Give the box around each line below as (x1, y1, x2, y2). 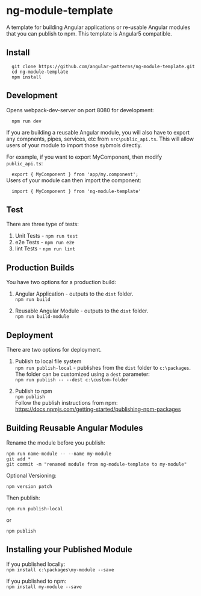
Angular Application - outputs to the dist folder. (14, 290, 134, 297)
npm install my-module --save (6, 583, 82, 590)
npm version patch (6, 483, 52, 489)
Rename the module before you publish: (6, 439, 105, 446)
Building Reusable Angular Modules (6, 423, 143, 433)
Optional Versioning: (6, 472, 57, 479)
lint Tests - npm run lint (14, 245, 75, 252)
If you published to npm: (6, 577, 67, 585)
